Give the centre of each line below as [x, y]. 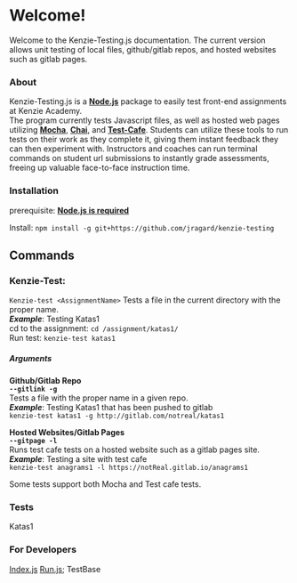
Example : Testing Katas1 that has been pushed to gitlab [111, 408]
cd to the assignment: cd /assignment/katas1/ [94, 328]
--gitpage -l [33, 441]
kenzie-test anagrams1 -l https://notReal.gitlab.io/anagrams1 [129, 468]
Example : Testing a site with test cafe [78, 459]
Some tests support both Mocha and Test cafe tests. [105, 484]
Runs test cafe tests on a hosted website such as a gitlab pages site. [135, 449]
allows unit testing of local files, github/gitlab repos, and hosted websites [143, 49]
